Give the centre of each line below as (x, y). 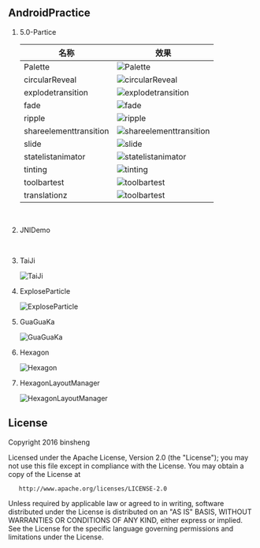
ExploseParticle (45, 291)
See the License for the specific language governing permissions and (121, 528)
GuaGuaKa (37, 321)
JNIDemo (35, 230)
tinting (35, 169)
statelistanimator (54, 156)
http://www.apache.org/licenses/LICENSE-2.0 (93, 489)
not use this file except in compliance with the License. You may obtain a (126, 466)
